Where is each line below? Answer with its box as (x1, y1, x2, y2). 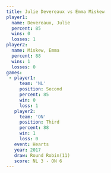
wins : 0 (11, 31, 31, 37)
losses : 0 (11, 64, 36, 70)
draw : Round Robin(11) (14, 152, 70, 158)
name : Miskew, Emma (11, 48, 60, 54)
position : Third (19, 119, 60, 125)
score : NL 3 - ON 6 (14, 158, 62, 164)
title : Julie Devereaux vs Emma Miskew (6, 8, 105, 15)
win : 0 (19, 97, 36, 103)
